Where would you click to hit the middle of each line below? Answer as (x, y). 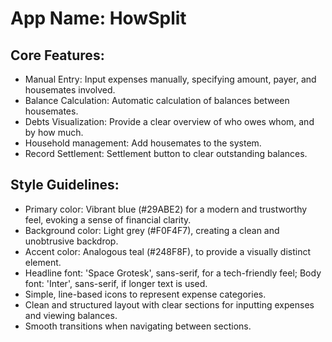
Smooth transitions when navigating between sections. (138, 326)
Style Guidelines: (65, 185)
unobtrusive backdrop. (71, 241)
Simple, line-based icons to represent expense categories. (145, 294)
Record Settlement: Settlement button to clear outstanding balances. (166, 153)
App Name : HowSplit (98, 18)
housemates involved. (70, 90)
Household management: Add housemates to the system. (143, 143)
